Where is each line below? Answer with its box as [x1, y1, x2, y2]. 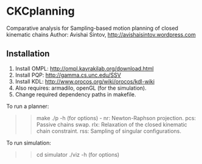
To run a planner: [6, 102, 49, 110]
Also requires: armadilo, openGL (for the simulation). [15, 84, 147, 91]
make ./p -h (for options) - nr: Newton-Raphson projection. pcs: [36, 114, 197, 121]
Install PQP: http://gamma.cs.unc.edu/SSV [15, 71, 122, 79]
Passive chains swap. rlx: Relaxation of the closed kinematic [36, 121, 187, 128]
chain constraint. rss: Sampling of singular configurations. [36, 127, 181, 135]
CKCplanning [6, 4, 75, 18]
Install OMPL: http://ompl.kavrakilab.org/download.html [15, 65, 154, 72]
